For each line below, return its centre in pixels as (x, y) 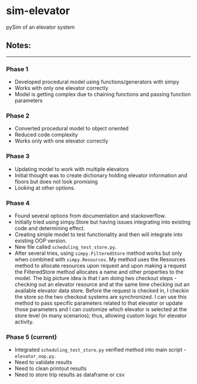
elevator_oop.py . (35, 356)
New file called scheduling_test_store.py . (66, 247)
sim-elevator (38, 11)
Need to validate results (43, 362)
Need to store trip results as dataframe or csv (69, 375)
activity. (24, 322)
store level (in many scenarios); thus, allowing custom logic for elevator (101, 315)
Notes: (18, 46)
